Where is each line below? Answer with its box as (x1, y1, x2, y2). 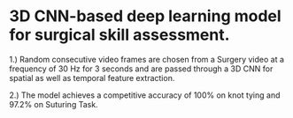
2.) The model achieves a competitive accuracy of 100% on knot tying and (9, 90, 281, 100)
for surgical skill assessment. (9, 25, 230, 45)
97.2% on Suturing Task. (9, 99, 99, 109)
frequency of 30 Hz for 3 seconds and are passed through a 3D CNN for (9, 63, 274, 74)
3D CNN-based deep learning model (9, 6, 281, 26)
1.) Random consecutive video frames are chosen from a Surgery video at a (9, 54, 285, 64)
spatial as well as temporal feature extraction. (9, 72, 175, 83)
